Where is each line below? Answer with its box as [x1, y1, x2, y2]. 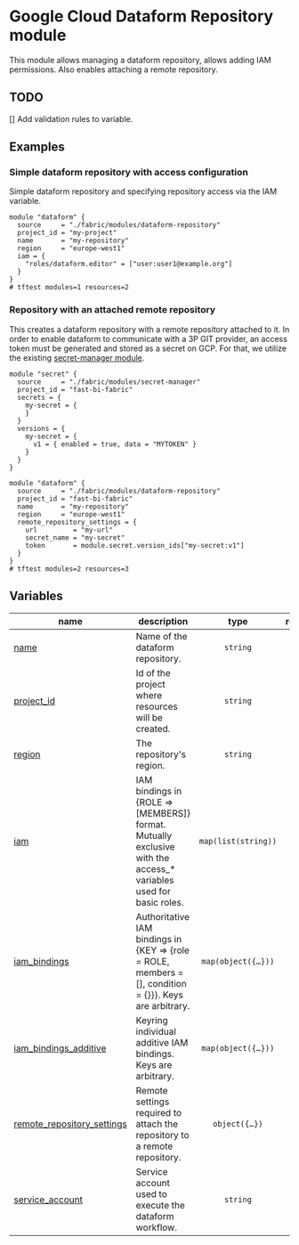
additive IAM [135, 1036, 189, 1048]
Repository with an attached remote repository [9, 304, 216, 316]
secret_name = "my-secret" [25, 533, 125, 542]
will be [135, 711, 163, 723]
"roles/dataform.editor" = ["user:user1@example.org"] [25, 260, 233, 269]
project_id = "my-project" [17, 229, 117, 238]
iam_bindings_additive [13, 1042, 107, 1054]
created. [135, 722, 171, 735]
